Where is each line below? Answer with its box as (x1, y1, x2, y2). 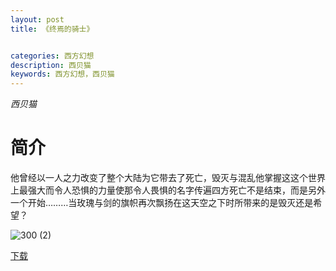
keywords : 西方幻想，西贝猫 (10, 69, 115, 80)
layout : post (10, 14, 65, 25)
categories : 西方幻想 (10, 51, 95, 61)
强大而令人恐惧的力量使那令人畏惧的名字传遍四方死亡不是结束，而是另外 (27, 184, 326, 196)
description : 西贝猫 (10, 60, 92, 70)
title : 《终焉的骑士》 (10, 24, 95, 34)
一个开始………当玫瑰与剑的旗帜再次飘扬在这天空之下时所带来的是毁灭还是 (10, 197, 314, 209)
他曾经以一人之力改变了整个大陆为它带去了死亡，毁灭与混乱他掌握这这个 (10, 172, 308, 184)
